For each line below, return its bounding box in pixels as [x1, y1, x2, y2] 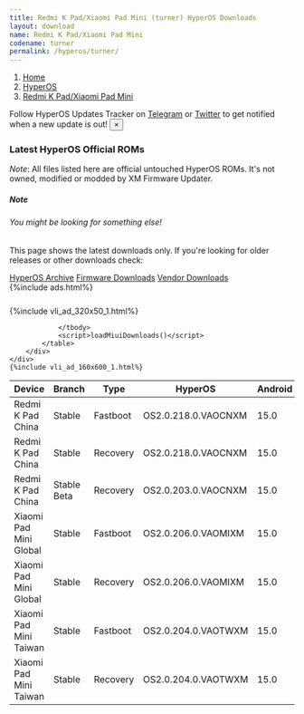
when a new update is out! [9, 119, 109, 130]
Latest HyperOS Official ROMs [9, 143, 145, 156]
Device [14, 382, 45, 395]
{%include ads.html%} [9, 282, 93, 293]
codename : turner [9, 38, 75, 48]
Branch [52, 382, 86, 395]
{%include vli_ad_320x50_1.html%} [9, 305, 138, 316]
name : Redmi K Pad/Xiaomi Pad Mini [9, 30, 144, 39]
